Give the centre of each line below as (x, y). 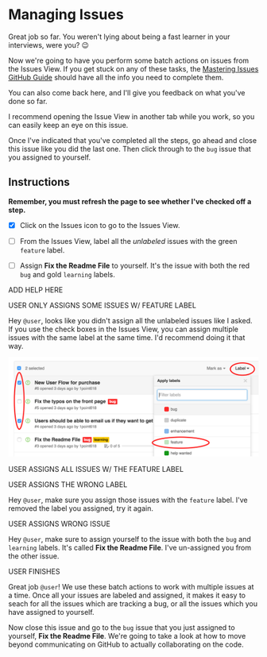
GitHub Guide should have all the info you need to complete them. (116, 77)
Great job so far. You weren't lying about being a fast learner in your (119, 37)
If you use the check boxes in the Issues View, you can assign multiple (124, 329)
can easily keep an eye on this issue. (68, 125)
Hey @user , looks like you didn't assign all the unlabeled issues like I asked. (130, 320)
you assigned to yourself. (50, 157)
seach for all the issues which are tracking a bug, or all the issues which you (133, 604)
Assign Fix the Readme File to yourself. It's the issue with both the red (135, 265)
